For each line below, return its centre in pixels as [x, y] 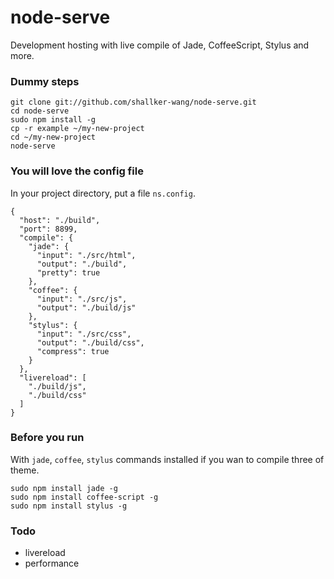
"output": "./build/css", [90, 342]
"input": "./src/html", [86, 255]
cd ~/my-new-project [53, 137]
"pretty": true [68, 272]
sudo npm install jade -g [64, 488]
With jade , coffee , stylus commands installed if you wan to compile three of [167, 459]
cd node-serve [40, 111]
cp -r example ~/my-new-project [77, 129]
